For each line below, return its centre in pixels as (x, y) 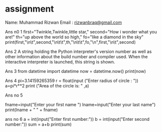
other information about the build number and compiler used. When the (76, 56)
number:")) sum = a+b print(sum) (38, 124)
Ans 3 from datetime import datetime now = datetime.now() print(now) (75, 71)
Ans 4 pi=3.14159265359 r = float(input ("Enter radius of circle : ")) (72, 81)
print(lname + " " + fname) (32, 110)
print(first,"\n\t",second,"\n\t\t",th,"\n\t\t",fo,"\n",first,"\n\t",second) (71, 42)
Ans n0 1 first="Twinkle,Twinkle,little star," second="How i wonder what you (81, 32)
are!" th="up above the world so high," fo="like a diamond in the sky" (74, 37)
